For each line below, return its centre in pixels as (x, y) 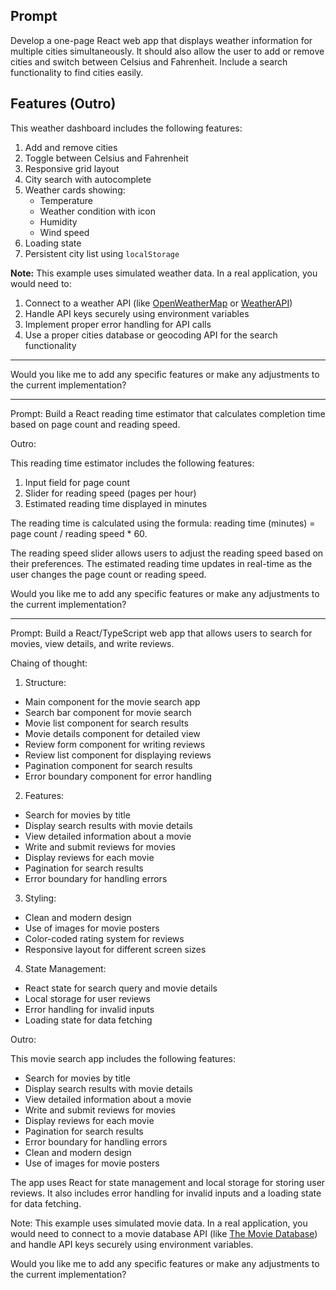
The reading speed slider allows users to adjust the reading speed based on (167, 553)
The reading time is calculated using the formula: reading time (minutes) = (163, 523)
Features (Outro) (63, 104)
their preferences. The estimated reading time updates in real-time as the (161, 563)
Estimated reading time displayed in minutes (116, 503)
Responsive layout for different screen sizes (115, 949)
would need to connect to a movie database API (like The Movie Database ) (164, 1233)
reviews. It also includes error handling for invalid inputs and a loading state (166, 1193)
